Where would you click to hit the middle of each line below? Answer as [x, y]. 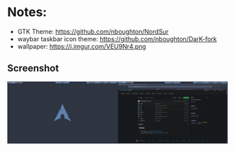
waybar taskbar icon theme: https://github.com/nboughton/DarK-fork [117, 38]
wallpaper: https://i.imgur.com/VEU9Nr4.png [82, 46]
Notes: [27, 12]
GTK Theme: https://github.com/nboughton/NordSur [93, 31]
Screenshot [33, 68]
